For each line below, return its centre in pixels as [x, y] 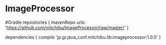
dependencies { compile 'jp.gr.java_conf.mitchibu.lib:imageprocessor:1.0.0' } [83, 37]
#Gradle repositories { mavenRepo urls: [45, 22]
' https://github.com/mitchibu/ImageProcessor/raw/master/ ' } [67, 27]
